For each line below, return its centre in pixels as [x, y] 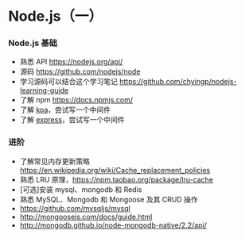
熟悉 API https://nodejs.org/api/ [71, 62]
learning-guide [44, 90]
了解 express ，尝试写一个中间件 [72, 120]
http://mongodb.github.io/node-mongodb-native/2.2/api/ [113, 225]
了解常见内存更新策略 [54, 161]
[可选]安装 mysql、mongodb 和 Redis [81, 189]
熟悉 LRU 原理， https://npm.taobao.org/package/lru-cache [116, 179]
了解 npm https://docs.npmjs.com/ [76, 100]
